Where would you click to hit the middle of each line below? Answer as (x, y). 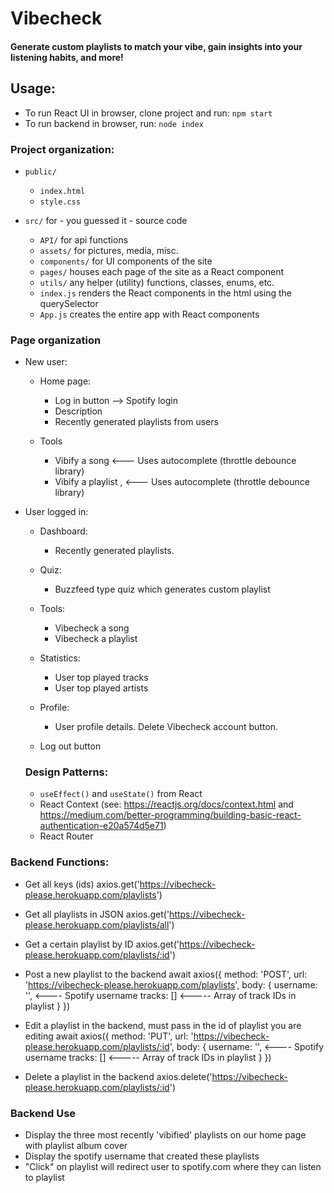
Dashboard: (63, 531)
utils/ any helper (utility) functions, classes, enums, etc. (157, 282)
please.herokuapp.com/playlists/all (97, 924)
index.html (62, 191)
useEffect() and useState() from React (121, 794)
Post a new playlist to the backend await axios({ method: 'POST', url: (166, 974)
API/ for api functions (84, 239)
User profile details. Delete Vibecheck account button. (166, 727)
